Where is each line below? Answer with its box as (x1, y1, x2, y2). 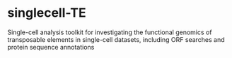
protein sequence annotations (7, 43, 95, 51)
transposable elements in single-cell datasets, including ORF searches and (7, 35, 225, 43)
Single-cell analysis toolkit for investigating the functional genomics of (7, 28, 212, 36)
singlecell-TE (7, 5, 86, 21)
